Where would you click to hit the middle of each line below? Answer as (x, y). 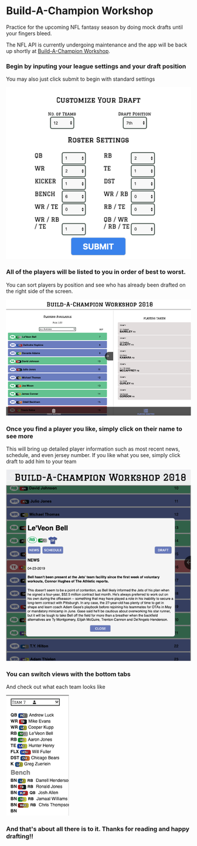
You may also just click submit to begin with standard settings (81, 79)
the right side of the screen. (40, 291)
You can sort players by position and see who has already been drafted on (96, 285)
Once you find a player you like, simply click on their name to (94, 429)
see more (20, 436)
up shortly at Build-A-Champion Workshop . (58, 51)
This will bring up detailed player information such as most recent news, (93, 449)
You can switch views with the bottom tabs (68, 674)
